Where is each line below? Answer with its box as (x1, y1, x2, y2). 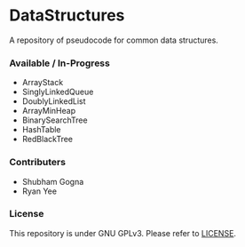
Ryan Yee (21, 186, 58, 196)
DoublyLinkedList (21, 96, 86, 107)
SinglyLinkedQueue (21, 86, 94, 98)
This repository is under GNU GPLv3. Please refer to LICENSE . (9, 227, 237, 238)
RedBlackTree (21, 134, 74, 145)
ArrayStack (21, 77, 64, 88)
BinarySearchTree (21, 115, 88, 125)
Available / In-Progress (9, 57, 111, 69)
